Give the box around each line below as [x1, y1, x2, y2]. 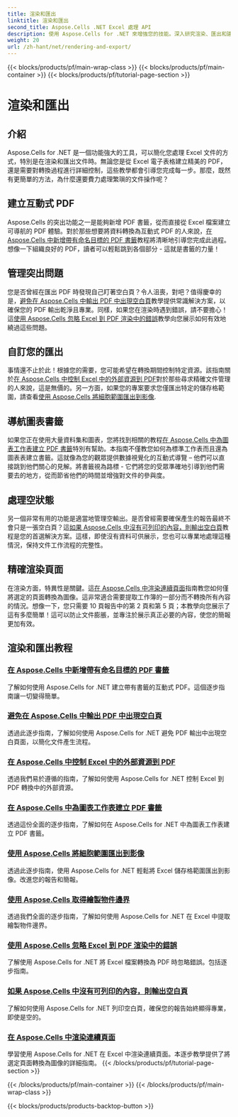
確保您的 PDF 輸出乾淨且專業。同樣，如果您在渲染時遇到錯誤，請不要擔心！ [7, 305, 228, 313]
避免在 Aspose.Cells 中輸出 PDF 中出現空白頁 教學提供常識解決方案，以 [20, 296, 226, 305]
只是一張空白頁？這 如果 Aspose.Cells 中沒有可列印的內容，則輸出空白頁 [13, 523, 223, 531]
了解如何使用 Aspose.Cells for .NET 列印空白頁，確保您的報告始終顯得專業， [7, 1003, 230, 1013]
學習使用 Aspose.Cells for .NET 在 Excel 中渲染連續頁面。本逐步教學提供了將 [7, 1049, 230, 1058]
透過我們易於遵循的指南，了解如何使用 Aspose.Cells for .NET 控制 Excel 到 [7, 775, 225, 783]
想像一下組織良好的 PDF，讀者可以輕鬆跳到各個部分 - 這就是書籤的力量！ [7, 244, 220, 253]
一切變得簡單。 [19, 691, 64, 700]
